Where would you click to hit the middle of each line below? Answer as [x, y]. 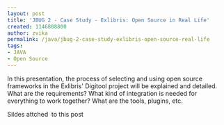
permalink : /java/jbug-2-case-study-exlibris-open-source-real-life [109, 40]
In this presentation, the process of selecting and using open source [105, 78]
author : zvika [28, 33]
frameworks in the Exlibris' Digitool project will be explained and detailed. [112, 86]
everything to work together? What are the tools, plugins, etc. [95, 101]
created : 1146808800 [37, 26]
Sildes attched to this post [45, 114]
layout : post [26, 14]
